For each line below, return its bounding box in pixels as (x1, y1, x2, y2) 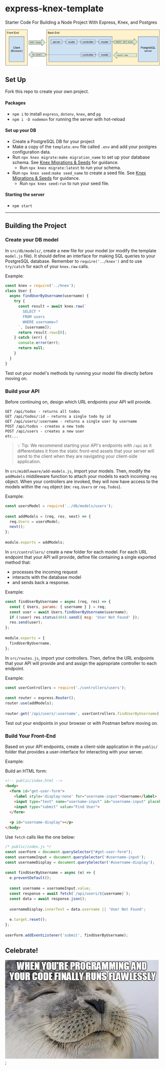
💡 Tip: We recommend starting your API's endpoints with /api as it (17, 442, 152, 448)
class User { (5, 288, 32, 293)
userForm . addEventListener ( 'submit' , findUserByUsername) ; (5, 933, 129, 938)
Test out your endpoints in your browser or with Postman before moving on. (5, 720, 159, 726)
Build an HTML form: (5, 768, 47, 774)
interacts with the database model (12, 574, 82, 580)
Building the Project (5, 222, 67, 230)
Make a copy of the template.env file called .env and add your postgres (12, 144, 157, 150)
